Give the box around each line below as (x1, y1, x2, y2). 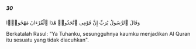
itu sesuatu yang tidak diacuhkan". (6, 36, 90, 43)
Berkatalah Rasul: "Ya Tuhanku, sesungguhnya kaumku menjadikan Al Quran (6, 30, 191, 37)
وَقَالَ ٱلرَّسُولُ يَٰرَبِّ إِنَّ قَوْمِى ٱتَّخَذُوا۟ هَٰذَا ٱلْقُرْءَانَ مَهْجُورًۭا (6, 19, 140, 26)
